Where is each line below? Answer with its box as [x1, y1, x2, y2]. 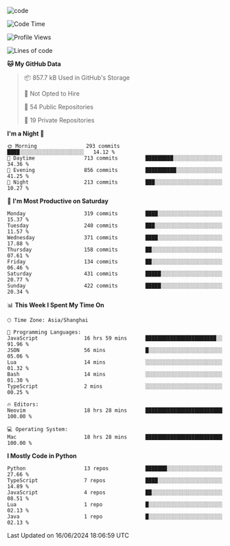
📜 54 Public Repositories [23, 103, 94, 111]
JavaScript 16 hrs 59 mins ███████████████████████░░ [7, 335, 223, 342]
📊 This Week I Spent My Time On [7, 301, 104, 309]
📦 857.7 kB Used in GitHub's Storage [23, 74, 130, 82]
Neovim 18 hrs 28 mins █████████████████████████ [7, 407, 223, 414]
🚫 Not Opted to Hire [23, 89, 80, 98]
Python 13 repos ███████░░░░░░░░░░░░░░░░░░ [7, 465, 223, 472]
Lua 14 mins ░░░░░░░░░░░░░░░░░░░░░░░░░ [7, 359, 223, 366]
